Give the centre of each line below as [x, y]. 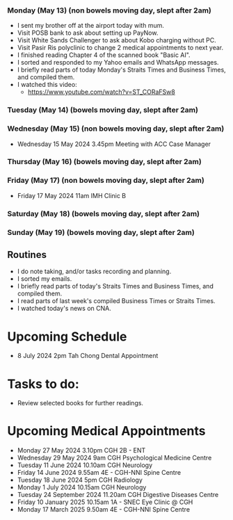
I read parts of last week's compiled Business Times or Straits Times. [116, 301]
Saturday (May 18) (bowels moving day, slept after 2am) [104, 213]
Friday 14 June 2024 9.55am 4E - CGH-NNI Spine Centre [99, 473]
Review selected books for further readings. [80, 403]
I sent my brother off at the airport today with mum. [91, 26]
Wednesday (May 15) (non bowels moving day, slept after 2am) [116, 129]
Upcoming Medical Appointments [106, 431]
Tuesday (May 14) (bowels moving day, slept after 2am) [103, 110]
